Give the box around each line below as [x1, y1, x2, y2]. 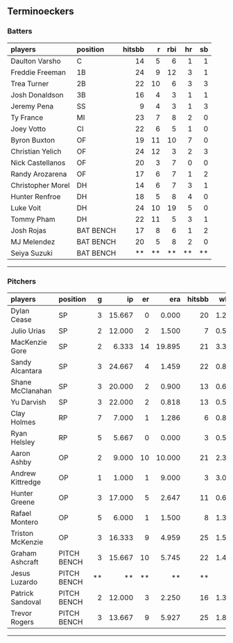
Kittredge [10, 477, 42, 487]
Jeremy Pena [10, 101, 54, 111]
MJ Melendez [10, 236, 55, 246]
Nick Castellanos [10, 158, 66, 168]
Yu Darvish [10, 397, 46, 407]
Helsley [10, 437, 35, 447]
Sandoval [10, 597, 42, 607]
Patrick [10, 588, 34, 598]
